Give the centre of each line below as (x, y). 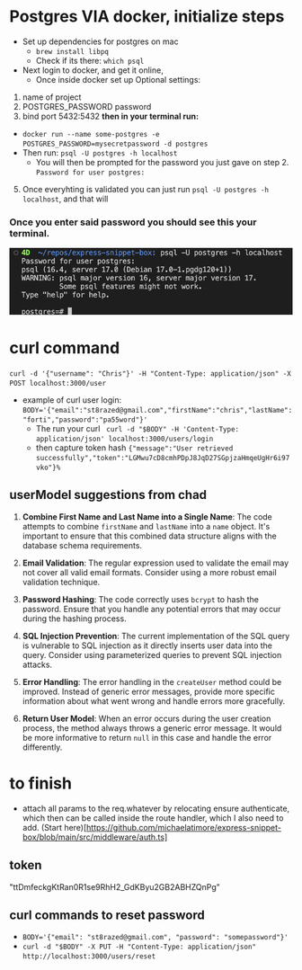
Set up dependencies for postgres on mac (100, 41)
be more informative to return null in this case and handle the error (147, 737)
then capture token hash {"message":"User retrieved (134, 448)
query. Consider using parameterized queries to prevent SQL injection (152, 654)
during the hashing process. (75, 618)
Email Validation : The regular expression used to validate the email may (155, 563)
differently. (42, 747)
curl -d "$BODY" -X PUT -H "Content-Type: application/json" (139, 947)
